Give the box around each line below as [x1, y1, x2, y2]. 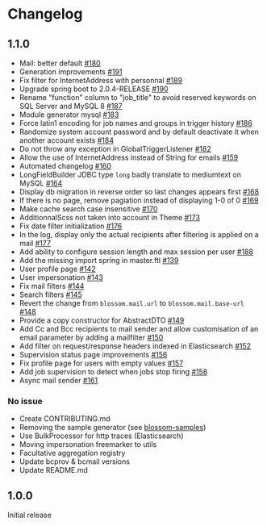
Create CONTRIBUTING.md [19, 414, 111, 424]
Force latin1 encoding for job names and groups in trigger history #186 [19, 119, 253, 127]
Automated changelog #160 [19, 161, 112, 170]
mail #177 [19, 239, 52, 248]
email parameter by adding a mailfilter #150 [19, 332, 164, 342]
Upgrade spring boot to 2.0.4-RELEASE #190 [19, 84, 169, 94]
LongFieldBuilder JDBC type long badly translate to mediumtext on [19, 170, 241, 179]
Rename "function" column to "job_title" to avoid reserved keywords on [19, 93, 257, 102]
